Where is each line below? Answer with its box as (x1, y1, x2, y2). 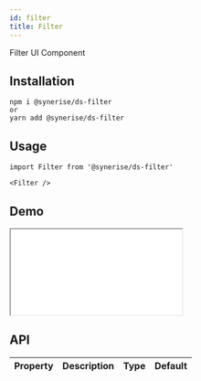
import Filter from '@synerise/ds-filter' (9, 163, 174, 172)
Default (153, 359, 187, 372)
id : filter (9, 13, 51, 23)
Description (62, 359, 115, 372)
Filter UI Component (9, 47, 86, 58)
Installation (9, 73, 75, 89)
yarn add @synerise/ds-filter (9, 113, 125, 123)
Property (14, 359, 54, 372)
